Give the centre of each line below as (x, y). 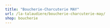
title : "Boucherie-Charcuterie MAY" (42, 9)
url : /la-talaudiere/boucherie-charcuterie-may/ (55, 14)
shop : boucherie (21, 18)
